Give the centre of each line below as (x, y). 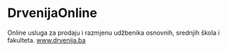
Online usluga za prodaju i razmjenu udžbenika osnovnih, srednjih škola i (113, 33)
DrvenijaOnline (52, 13)
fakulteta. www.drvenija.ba (47, 40)
